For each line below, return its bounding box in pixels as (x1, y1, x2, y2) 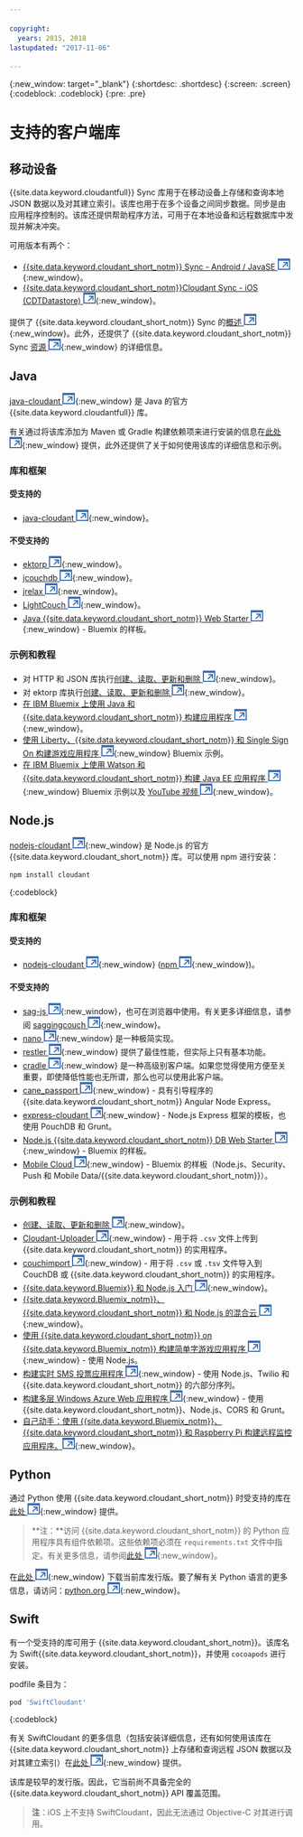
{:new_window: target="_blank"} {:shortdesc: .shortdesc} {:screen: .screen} (9, 79, 291, 89)
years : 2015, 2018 (17, 33, 87, 42)
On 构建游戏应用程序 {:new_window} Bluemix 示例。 (22, 748, 229, 759)
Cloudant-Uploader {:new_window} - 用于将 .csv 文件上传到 (22, 1233, 259, 1244)
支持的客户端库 (9, 123, 121, 144)
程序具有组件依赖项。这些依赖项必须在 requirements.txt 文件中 (39, 1536, 275, 1547)
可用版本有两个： (9, 240, 73, 251)
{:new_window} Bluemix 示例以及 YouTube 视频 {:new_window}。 (22, 786, 278, 797)
